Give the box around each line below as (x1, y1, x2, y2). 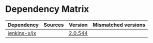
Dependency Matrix (5, 3, 89, 15)
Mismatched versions (92, 21, 146, 28)
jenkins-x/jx (7, 30, 36, 37)
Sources (43, 21, 64, 28)
